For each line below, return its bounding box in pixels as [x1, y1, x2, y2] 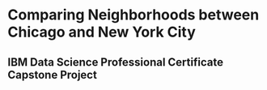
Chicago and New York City [7, 23, 196, 41]
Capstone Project [7, 67, 98, 82]
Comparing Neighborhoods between [7, 6, 260, 24]
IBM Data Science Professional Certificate [7, 55, 224, 69]
